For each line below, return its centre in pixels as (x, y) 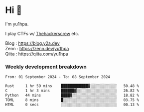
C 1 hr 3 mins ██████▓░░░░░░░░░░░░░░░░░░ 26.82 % (72, 91)
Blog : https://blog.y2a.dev (32, 43)
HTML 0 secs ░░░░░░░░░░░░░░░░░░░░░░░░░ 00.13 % (72, 105)
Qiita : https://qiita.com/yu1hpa (37, 54)
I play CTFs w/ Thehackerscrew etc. (42, 33)
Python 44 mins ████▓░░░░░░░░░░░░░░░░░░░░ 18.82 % (72, 95)
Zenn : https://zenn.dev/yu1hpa (37, 48)
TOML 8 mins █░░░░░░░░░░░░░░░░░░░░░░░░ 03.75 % (72, 100)
